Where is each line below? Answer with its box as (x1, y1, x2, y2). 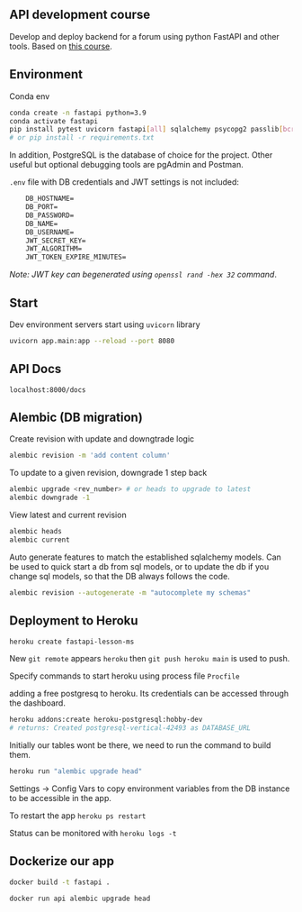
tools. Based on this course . (9, 41, 112, 51)
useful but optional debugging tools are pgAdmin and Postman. (9, 160, 244, 170)
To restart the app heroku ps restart (9, 810, 147, 821)
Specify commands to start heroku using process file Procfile (9, 670, 240, 681)
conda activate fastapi (9, 116, 99, 125)
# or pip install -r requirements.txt (9, 133, 155, 142)
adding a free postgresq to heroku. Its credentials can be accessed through (9, 689, 289, 699)
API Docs (9, 361, 62, 377)
